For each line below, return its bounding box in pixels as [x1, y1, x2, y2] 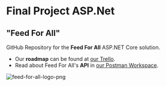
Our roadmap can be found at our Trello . [14, 56, 116, 62]
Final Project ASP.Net [6, 4, 115, 18]
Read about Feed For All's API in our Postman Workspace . [14, 62, 159, 69]
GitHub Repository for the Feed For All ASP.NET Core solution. [6, 44, 161, 51]
